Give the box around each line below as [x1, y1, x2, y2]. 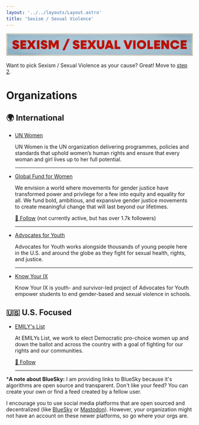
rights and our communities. [14, 347, 84, 355]
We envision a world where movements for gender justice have [14, 184, 169, 191]
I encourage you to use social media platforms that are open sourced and [6, 400, 185, 407]
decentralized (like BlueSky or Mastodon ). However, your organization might [6, 406, 192, 413]
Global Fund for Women [14, 172, 73, 180]
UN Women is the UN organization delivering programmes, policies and [14, 143, 190, 150]
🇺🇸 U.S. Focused [6, 307, 72, 317]
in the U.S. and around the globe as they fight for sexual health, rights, [14, 249, 187, 256]
